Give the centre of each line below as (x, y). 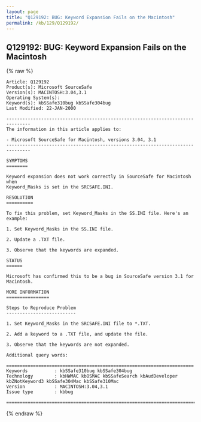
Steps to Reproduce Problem (41, 308)
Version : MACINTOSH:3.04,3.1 (57, 387)
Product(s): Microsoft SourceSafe (49, 88)
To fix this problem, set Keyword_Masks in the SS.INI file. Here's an (97, 214)
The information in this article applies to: (64, 130)
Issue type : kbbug (40, 392)
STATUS (14, 261)
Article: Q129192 (28, 82)
